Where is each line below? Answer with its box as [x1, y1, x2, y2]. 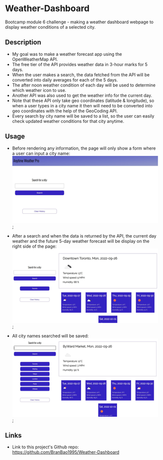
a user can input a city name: [12, 150, 70, 156]
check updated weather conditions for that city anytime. [12, 118, 125, 124]
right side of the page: [12, 243, 57, 249]
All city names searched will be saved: [12, 333, 89, 339]
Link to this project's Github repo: [12, 444, 79, 450]
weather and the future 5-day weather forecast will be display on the [12, 238, 149, 244]
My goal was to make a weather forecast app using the [12, 51, 122, 57]
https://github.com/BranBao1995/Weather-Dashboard [12, 449, 120, 455]
